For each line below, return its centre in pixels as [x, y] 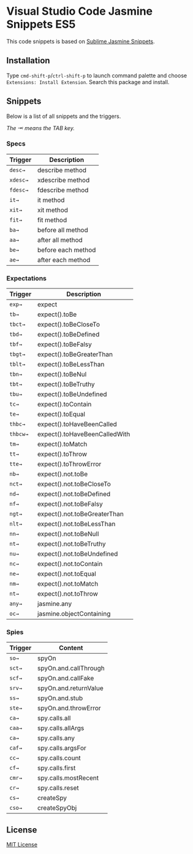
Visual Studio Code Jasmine [80, 11]
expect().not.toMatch [68, 584]
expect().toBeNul [62, 375]
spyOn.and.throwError [69, 708]
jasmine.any [55, 604]
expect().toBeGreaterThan [75, 354]
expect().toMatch [62, 444]
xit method [53, 210]
